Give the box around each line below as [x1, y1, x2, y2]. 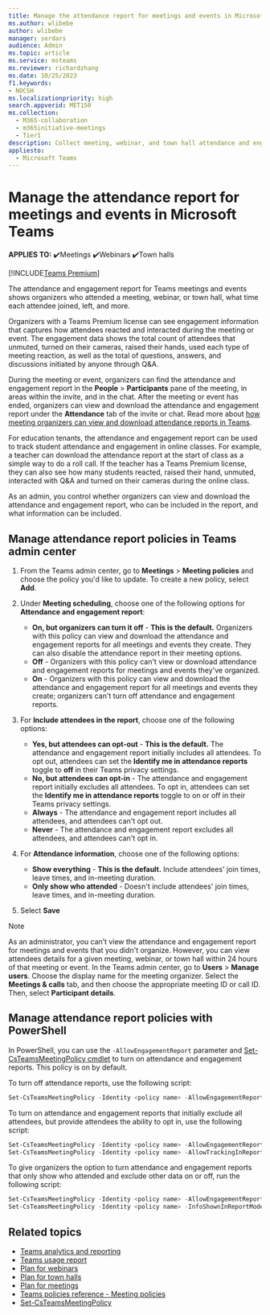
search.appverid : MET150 [8, 101, 92, 109]
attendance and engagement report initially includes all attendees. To [31, 748, 261, 757]
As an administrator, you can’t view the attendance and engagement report [8, 937, 257, 946]
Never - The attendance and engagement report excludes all [31, 825, 234, 834]
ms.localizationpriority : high [8, 94, 113, 102]
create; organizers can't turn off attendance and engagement [31, 691, 235, 701]
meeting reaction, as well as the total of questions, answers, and [8, 351, 222, 360]
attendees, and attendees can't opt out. [31, 816, 163, 825]
